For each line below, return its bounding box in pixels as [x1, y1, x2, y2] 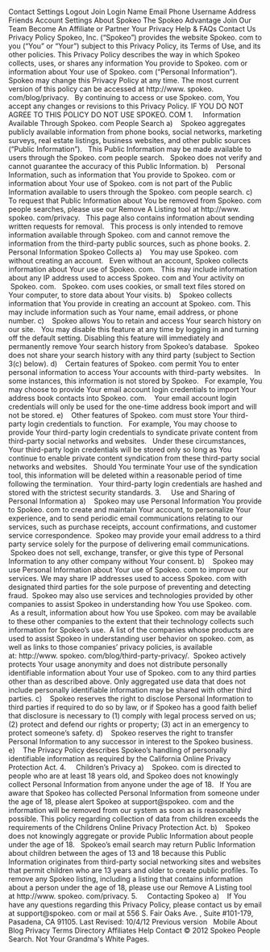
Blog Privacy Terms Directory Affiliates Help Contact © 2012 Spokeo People [8, 925, 260, 935]
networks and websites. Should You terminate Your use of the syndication [8, 462, 258, 471]
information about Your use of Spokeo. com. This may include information [8, 264, 258, 274]
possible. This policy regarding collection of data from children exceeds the [8, 814, 260, 824]
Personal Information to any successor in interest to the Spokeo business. [8, 737, 254, 746]
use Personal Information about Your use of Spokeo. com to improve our [8, 565, 249, 575]
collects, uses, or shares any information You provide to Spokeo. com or [8, 58, 248, 68]
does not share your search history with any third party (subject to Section [8, 351, 255, 360]
